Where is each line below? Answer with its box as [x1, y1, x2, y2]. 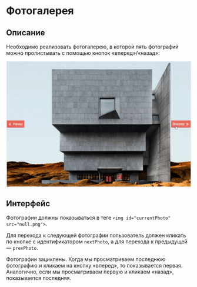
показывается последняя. [6, 275, 72, 282]
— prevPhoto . [6, 245, 38, 252]
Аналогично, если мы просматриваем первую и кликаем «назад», [6, 268, 174, 275]
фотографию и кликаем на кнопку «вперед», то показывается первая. [6, 262, 183, 269]
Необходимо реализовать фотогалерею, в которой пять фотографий [6, 43, 179, 50]
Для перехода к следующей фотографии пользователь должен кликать [6, 232, 186, 239]
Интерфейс [6, 199, 51, 209]
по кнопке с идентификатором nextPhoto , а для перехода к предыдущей [6, 238, 188, 245]
